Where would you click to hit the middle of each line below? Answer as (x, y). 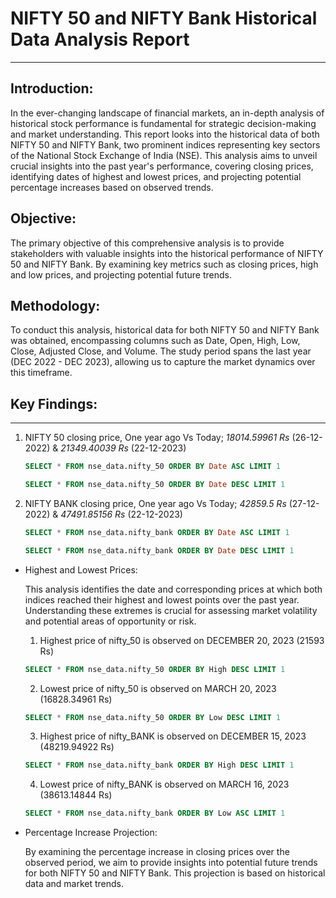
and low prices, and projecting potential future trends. (121, 274)
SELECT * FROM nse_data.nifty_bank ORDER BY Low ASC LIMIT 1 (155, 813)
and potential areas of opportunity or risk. (110, 621)
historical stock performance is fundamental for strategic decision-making (163, 123)
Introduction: (52, 88)
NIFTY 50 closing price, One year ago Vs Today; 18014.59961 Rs (157, 438)
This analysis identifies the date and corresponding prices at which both (173, 589)
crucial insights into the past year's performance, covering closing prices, (162, 166)
